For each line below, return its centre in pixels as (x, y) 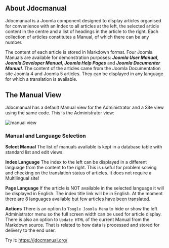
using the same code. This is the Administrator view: (60, 113)
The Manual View (33, 95)
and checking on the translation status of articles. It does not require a (78, 173)
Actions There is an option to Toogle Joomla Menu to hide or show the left (81, 208)
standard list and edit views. (35, 152)
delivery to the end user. (31, 230)
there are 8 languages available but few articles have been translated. (78, 199)
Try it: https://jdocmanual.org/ (36, 240)
